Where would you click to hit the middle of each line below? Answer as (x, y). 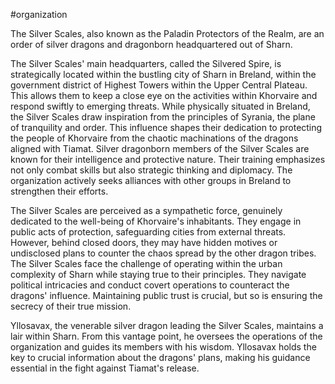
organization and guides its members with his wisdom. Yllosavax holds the (163, 347)
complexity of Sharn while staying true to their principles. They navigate (158, 274)
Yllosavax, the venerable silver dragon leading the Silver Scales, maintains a (167, 325)
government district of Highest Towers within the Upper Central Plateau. (159, 85)
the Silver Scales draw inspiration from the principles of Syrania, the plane (163, 117)
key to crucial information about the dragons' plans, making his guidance (160, 357)
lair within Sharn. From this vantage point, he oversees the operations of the (166, 336)
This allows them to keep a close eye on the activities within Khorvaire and (164, 95)
